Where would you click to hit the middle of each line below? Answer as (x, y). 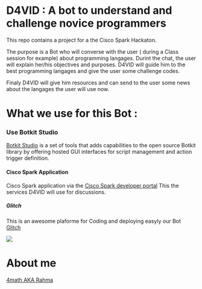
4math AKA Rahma (30, 280)
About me (31, 263)
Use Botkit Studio (32, 132)
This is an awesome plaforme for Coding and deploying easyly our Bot (94, 221)
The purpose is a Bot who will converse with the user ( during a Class (93, 51)
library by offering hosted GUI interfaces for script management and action (99, 152)
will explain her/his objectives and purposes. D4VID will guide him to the (96, 65)
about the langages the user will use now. (58, 89)
